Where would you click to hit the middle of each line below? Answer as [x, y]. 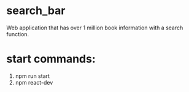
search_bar [36, 11]
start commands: [51, 59]
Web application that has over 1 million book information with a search [95, 28]
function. [18, 34]
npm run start [33, 76]
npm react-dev [34, 82]
